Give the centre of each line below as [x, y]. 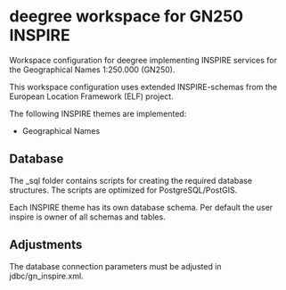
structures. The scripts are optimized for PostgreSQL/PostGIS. [123, 190]
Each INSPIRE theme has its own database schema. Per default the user [141, 207]
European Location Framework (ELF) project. [91, 96]
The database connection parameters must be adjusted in [115, 266]
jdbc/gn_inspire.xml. [46, 276]
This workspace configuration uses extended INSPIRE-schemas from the [143, 87]
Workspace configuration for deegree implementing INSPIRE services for [143, 60]
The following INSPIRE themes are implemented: [98, 113]
